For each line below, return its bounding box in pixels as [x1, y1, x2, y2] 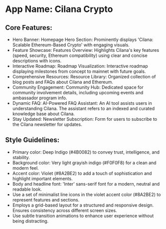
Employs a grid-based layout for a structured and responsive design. [12, 202, 154, 208]
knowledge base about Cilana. [12, 111, 75, 117]
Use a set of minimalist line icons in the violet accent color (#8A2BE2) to [12, 191, 161, 198]
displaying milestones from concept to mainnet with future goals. [12, 68, 146, 74]
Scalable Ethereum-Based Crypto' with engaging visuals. [12, 42, 130, 48]
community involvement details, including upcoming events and [12, 90, 144, 95]
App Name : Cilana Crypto [5, 3, 113, 15]
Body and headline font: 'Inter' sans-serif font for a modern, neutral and [12, 181, 160, 187]
